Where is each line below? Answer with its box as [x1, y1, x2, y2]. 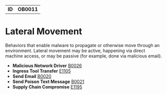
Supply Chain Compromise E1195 [12, 83, 82, 89]
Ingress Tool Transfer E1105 [12, 67, 71, 74]
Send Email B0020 [12, 73, 51, 79]
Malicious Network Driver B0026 [12, 62, 82, 68]
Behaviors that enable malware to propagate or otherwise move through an [5, 42, 160, 48]
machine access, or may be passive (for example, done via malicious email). [5, 52, 162, 59]
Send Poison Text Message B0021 [12, 78, 84, 84]
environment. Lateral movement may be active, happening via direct [5, 47, 145, 53]
